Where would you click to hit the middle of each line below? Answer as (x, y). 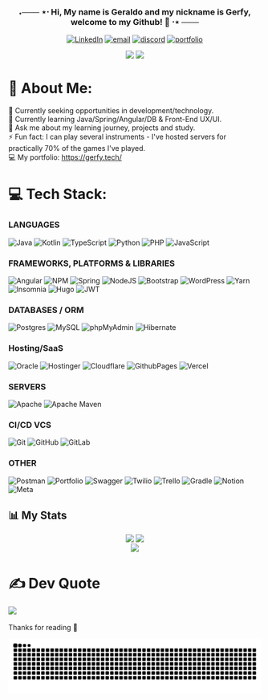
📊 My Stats (38, 515)
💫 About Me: (51, 89)
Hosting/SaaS (36, 348)
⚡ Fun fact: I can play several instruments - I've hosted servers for (118, 137)
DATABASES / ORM (46, 310)
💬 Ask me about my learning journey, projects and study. (102, 128)
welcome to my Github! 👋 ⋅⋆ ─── (135, 22)
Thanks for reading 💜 (43, 628)
